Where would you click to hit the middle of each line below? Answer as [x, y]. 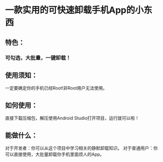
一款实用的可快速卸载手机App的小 [75, 10]
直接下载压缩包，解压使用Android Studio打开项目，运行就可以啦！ [72, 118]
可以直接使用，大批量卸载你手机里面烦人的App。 [55, 154]
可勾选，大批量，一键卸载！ [38, 57]
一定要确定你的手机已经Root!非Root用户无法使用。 [56, 88]
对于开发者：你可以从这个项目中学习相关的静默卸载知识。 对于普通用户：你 [81, 148]
